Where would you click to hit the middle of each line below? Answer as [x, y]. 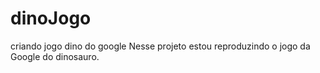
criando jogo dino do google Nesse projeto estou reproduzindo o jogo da [160, 46]
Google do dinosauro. [55, 56]
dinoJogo [51, 18]
